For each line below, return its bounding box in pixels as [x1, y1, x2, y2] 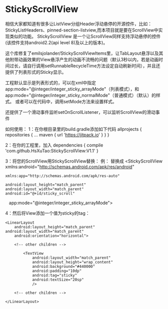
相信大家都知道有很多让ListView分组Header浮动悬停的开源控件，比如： [5, 21, 152, 27]
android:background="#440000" [32, 264, 95, 269]
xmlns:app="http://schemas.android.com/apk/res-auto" [5, 173, 120, 179]
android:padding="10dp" [32, 268, 82, 273]
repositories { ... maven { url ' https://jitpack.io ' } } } [5, 131, 109, 137]
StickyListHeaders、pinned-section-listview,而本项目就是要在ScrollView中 [5, 27, 159, 33]
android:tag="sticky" [32, 272, 78, 278]
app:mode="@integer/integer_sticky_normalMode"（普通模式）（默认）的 [5, 92, 156, 98]
